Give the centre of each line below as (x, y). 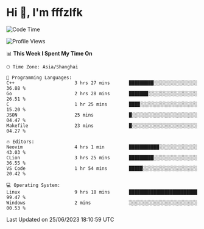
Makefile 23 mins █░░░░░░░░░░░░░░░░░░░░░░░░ (102, 125)
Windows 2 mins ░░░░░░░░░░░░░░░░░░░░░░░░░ (102, 203)
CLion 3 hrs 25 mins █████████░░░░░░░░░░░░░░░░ (102, 158)
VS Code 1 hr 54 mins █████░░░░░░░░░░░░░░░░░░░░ (102, 168)
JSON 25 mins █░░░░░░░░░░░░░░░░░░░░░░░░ (102, 115)
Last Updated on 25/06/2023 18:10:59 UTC (60, 219)
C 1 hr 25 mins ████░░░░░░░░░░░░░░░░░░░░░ (102, 104)
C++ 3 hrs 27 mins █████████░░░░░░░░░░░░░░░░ (102, 83)
